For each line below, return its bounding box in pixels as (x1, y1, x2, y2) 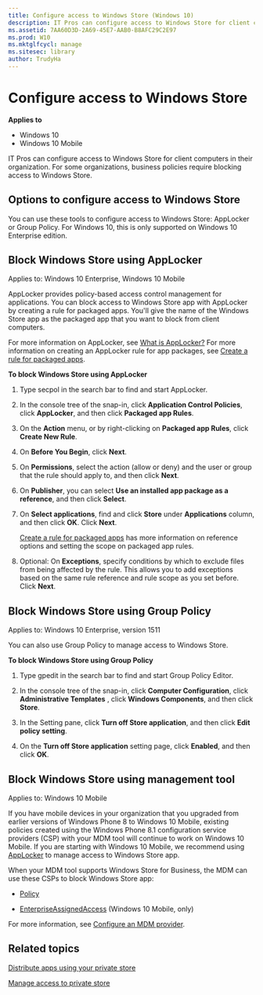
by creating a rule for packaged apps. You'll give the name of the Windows (8, 306, 249, 315)
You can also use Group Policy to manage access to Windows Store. (8, 640, 229, 650)
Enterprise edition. (8, 231, 68, 240)
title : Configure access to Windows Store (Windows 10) (8, 11, 194, 20)
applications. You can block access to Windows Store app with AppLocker (8, 297, 248, 307)
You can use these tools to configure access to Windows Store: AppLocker (8, 213, 250, 224)
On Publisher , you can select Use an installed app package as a (19, 486, 229, 495)
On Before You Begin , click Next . (19, 447, 128, 457)
